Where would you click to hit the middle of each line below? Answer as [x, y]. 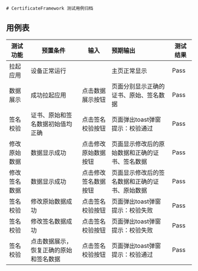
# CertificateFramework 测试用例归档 [49, 8]
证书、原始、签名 [135, 95]
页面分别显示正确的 [138, 86]
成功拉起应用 [48, 95]
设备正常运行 [48, 71]
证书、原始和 [48, 115]
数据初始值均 [54, 124]
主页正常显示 [129, 71]
